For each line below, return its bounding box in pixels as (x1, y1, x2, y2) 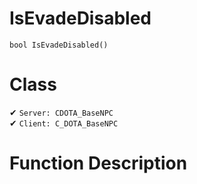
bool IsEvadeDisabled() (9, 40, 109, 50)
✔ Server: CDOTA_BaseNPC (9, 106, 114, 118)
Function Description (9, 152, 188, 175)
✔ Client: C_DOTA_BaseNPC (9, 117, 119, 129)
